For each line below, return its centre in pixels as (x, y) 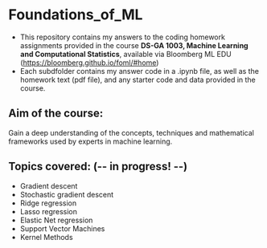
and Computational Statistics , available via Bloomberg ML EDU (125, 54)
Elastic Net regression (56, 220)
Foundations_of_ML (76, 15)
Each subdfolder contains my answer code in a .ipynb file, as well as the (140, 71)
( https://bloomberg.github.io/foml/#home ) (89, 63)
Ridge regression (48, 203)
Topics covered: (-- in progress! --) (98, 167)
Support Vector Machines (62, 228)
